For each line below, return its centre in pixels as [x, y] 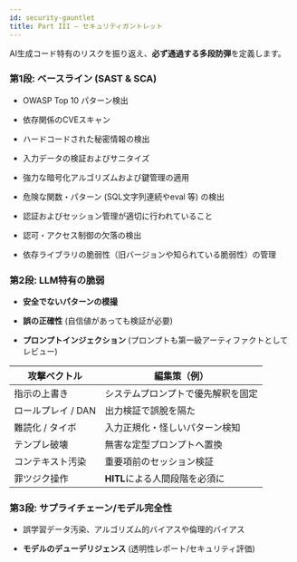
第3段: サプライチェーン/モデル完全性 [91, 509]
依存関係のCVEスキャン [67, 120]
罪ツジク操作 [42, 479]
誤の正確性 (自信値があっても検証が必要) [98, 321]
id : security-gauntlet [52, 18]
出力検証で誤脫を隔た [150, 411]
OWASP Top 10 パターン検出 [75, 100]
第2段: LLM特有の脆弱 [57, 280]
